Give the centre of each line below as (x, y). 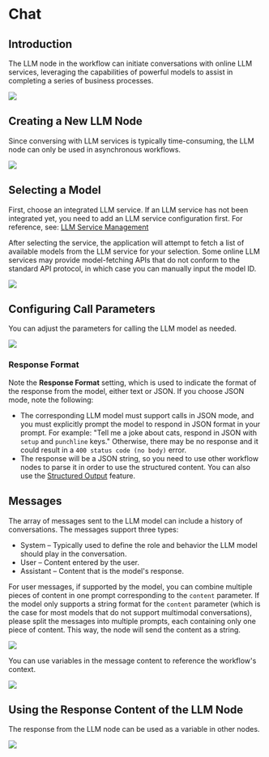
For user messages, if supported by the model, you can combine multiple (130, 586)
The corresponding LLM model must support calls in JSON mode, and (137, 415)
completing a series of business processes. (81, 81)
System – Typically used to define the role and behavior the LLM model (139, 545)
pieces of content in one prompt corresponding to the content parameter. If (134, 595)
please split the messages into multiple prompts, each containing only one (132, 621)
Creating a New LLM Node (76, 121)
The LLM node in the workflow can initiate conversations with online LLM (130, 63)
